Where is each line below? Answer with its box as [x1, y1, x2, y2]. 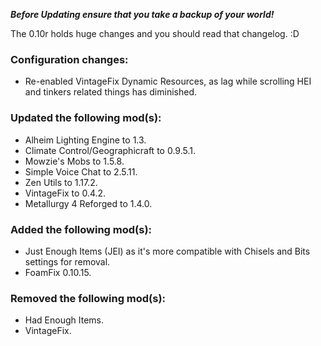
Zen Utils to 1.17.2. [24, 176, 98, 188]
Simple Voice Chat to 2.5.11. [24, 165, 138, 178]
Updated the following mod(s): [10, 111, 162, 125]
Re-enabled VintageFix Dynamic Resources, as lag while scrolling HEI [24, 75, 312, 88]
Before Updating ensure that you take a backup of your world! [10, 9, 275, 20]
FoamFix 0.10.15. [24, 266, 92, 278]
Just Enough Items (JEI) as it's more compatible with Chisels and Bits [24, 245, 311, 257]
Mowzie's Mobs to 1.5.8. [24, 155, 125, 167]
